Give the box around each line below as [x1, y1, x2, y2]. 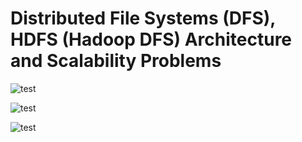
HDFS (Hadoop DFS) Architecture [10, 28, 293, 51]
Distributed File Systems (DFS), [10, 7, 276, 30]
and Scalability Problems [10, 50, 222, 72]
